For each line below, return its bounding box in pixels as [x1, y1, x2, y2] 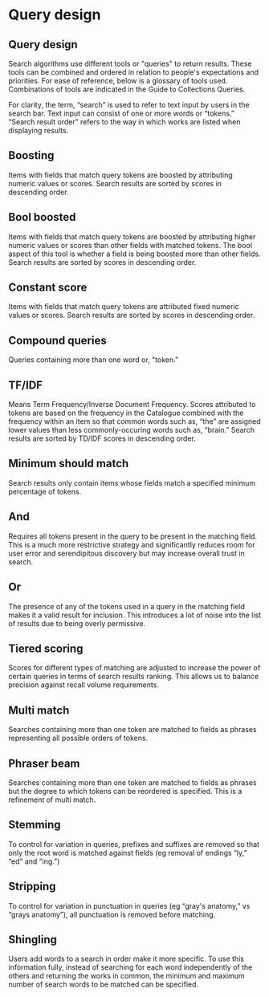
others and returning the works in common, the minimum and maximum [8, 971, 245, 981]
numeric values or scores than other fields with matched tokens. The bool [8, 240, 253, 250]
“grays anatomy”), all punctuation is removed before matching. [8, 910, 216, 919]
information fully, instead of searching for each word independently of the [8, 962, 253, 972]
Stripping [8, 880, 56, 893]
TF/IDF [8, 378, 43, 392]
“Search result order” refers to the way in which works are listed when [8, 117, 241, 126]
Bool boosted [8, 210, 76, 224]
